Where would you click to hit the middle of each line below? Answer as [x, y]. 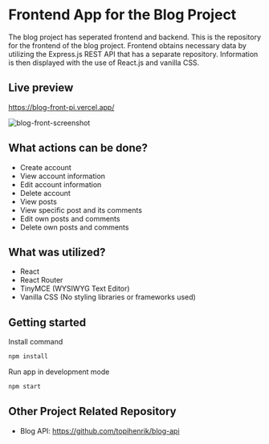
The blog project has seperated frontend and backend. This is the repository [135, 37]
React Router [41, 280]
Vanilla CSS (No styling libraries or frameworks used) [108, 297]
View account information [63, 176]
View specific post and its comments [81, 210]
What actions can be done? [78, 148]
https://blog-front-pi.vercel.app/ [61, 107]
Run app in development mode [59, 372]
